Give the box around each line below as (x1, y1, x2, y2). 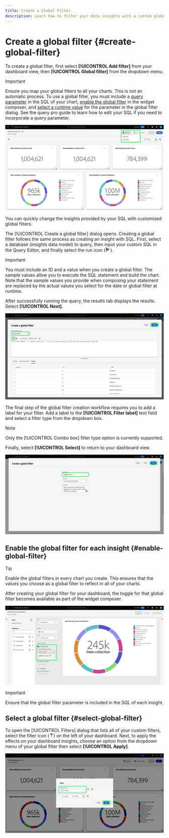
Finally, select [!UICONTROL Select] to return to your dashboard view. (5, 444, 151, 450)
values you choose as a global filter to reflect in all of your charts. (5, 581, 141, 587)
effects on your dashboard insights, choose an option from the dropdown (5, 738, 157, 744)
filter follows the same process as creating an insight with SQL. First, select (5, 236, 161, 242)
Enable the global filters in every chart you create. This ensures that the (5, 575, 153, 581)
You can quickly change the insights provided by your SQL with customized (5, 215, 162, 222)
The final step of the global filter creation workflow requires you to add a (5, 404, 156, 410)
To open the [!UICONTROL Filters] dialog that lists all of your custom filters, (5, 727, 161, 734)
